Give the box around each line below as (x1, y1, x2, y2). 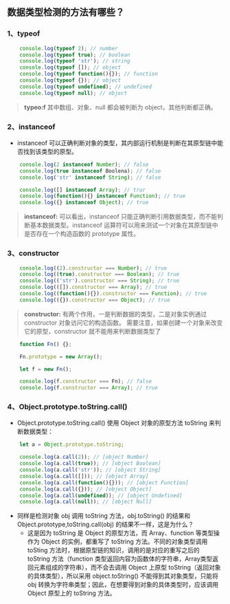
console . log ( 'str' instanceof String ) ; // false (19, 174, 161, 181)
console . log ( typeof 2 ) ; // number (19, 45, 118, 52)
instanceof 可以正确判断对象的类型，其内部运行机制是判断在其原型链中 (16, 138, 218, 147)
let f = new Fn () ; (19, 365, 72, 373)
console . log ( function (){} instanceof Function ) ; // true (19, 193, 186, 199)
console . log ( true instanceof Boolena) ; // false (19, 167, 161, 174)
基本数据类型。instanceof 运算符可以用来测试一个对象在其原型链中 (30, 221, 218, 229)
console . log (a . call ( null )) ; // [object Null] (19, 498, 152, 506)
